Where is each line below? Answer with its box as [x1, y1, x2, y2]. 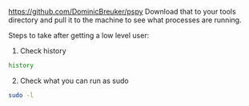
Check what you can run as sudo [19, 76, 130, 85]
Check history [19, 46, 66, 55]
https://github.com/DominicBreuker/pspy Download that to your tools [8, 7, 236, 16]
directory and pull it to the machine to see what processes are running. [8, 15, 242, 25]
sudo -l [8, 91, 34, 99]
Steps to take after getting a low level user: [8, 31, 150, 40]
